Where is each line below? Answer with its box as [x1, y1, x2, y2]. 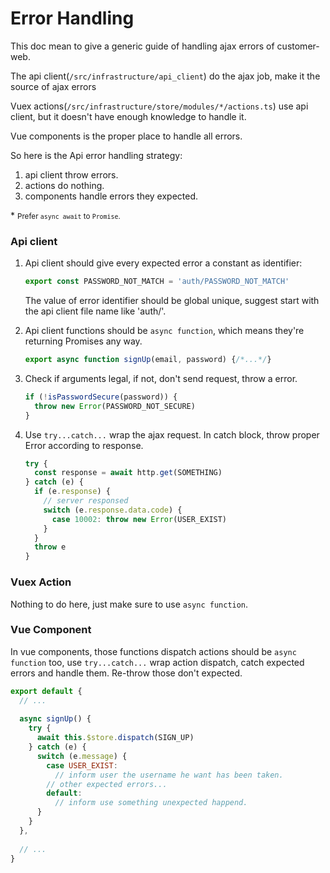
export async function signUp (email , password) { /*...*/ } [24, 355, 272, 365]
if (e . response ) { [34, 487, 111, 497]
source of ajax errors [10, 80, 97, 92]
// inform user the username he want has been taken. [54, 770, 284, 780]
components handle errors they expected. [24, 190, 199, 202]
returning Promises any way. [24, 335, 143, 347]
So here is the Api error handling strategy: [10, 149, 183, 161]
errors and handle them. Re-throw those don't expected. [10, 667, 243, 679]
